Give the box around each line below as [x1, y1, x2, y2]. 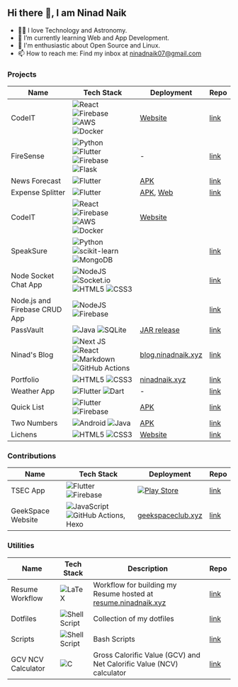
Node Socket [11, 271, 55, 281]
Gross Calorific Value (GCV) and [93, 650, 200, 660]
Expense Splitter [11, 187, 66, 197]
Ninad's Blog [11, 350, 54, 360]
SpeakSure [11, 246, 48, 256]
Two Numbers [11, 418, 58, 428]
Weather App [11, 386, 55, 396]
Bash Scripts [93, 634, 136, 644]
